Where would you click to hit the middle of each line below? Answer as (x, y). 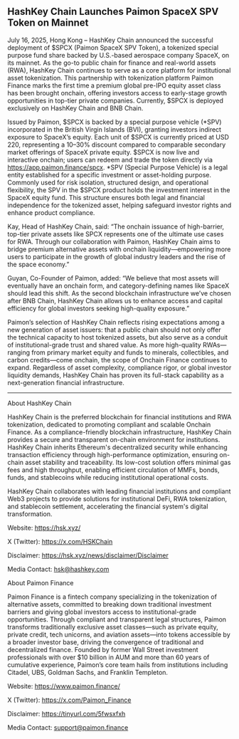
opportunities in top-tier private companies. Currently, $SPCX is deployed (116, 100)
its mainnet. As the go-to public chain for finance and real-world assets (112, 63)
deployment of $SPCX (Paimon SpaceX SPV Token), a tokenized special (113, 47)
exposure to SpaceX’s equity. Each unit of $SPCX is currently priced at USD (118, 137)
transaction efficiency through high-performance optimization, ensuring (113, 454)
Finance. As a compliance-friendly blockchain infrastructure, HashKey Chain (119, 432)
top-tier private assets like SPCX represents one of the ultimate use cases (116, 234)
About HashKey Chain (39, 403)
